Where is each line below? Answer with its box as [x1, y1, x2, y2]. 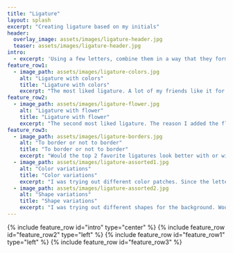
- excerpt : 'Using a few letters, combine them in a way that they [13, 56, 213, 63]
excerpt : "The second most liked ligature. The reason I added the [19, 120, 218, 127]
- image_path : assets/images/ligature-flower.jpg [13, 101, 159, 108]
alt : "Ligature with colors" [19, 74, 104, 82]
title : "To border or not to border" [19, 146, 129, 153]
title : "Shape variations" [19, 197, 98, 205]
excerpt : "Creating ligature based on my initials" [7, 23, 159, 30]
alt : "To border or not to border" [19, 140, 123, 147]
